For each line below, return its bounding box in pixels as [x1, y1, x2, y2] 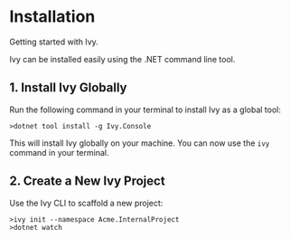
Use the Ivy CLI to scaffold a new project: [9, 197, 164, 208]
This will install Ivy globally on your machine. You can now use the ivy [9, 138, 270, 148]
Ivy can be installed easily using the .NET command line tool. [9, 53, 236, 64]
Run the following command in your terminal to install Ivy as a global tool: [9, 104, 282, 115]
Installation [9, 6, 96, 27]
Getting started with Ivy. [9, 36, 99, 47]
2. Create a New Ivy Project [9, 174, 165, 189]
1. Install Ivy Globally [9, 80, 127, 96]
